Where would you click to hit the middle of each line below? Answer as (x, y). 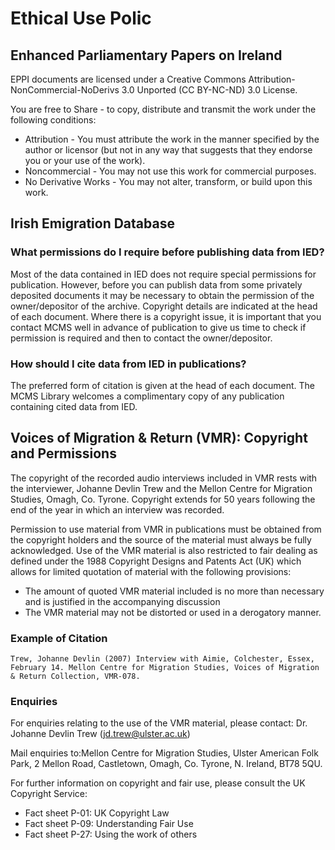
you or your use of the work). (85, 160)
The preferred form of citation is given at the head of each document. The (162, 385)
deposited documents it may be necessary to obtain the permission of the (162, 295)
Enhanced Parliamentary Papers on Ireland (146, 55)
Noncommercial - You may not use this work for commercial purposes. (170, 171)
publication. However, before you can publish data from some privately (156, 284)
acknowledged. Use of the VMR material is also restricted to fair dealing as (164, 550)
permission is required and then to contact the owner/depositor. (141, 338)
